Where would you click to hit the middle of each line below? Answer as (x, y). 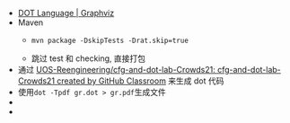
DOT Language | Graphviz (66, 13)
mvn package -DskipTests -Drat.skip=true (110, 40)
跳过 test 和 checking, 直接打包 (88, 58)
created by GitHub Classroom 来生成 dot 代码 (141, 81)
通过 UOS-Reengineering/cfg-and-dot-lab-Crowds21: (116, 70)
